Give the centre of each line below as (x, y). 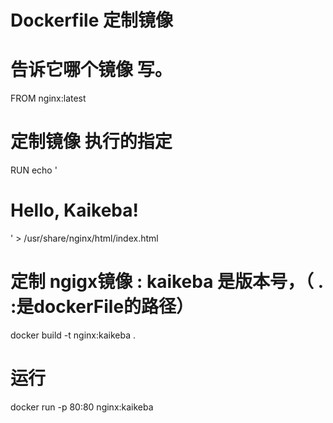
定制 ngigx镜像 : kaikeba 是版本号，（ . (167, 282)
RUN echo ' (34, 170)
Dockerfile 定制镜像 (91, 20)
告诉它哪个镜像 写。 (91, 70)
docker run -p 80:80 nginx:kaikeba (82, 407)
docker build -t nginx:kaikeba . (73, 335)
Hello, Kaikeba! (74, 210)
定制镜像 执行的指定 (91, 142)
